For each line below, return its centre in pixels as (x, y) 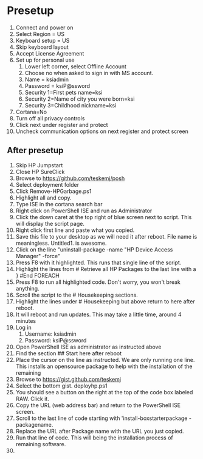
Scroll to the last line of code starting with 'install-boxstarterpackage (101, 418)
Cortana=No (31, 112)
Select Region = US (40, 34)
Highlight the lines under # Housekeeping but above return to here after (105, 301)
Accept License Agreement (50, 53)
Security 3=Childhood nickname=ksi (71, 105)
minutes (26, 320)
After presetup (35, 150)
